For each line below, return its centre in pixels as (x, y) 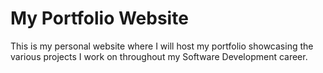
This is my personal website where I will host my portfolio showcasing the (162, 46)
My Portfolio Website (99, 18)
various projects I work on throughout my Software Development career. (159, 56)
